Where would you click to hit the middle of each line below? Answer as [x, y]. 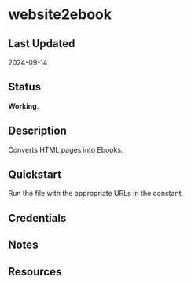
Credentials [37, 218]
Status [25, 87]
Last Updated [42, 44]
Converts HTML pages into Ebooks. [66, 149]
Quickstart [35, 175]
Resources [35, 272]
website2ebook [60, 15]
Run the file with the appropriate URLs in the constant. [96, 194]
